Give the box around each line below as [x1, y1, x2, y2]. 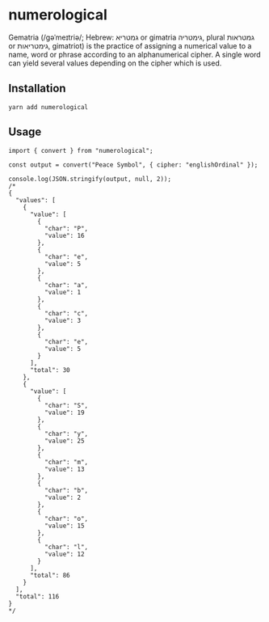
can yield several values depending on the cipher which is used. [8, 58, 222, 68]
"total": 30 [29, 366, 70, 374]
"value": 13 [44, 465, 85, 473]
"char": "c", [44, 309, 89, 317]
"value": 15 [44, 522, 85, 530]
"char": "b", [44, 486, 89, 494]
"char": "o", [44, 514, 89, 523]
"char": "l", [44, 543, 89, 551]
